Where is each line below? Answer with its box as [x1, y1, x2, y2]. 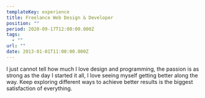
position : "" [6, 20, 40, 26]
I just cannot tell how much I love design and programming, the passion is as [6, 65, 199, 72]
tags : [6, 32, 20, 38]
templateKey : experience [6, 9, 70, 15]
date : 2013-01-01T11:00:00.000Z [6, 49, 89, 55]
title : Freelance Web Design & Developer [6, 15, 114, 21]
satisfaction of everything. [6, 85, 72, 92]
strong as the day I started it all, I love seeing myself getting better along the [6, 71, 198, 79]
